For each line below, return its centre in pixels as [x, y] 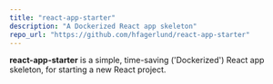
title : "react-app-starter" [63, 18]
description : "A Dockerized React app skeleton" [103, 26]
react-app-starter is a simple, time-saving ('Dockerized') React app [137, 61]
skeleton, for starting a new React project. [88, 70]
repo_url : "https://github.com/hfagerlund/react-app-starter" [130, 34]
